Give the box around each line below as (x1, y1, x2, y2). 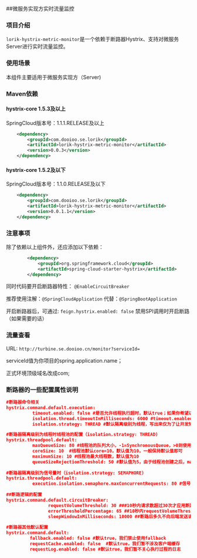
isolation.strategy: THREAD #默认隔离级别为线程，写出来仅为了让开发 (32, 421, 189, 427)
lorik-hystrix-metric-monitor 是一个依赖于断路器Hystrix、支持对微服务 (6, 36, 179, 43)
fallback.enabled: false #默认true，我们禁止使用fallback (29, 536, 167, 542)
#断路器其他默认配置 (6, 525, 49, 530)
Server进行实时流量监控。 (6, 43, 69, 50)
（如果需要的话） (6, 315, 47, 322)
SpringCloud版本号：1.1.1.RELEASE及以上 (6, 119, 104, 126)
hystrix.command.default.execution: (6, 404, 96, 411)
